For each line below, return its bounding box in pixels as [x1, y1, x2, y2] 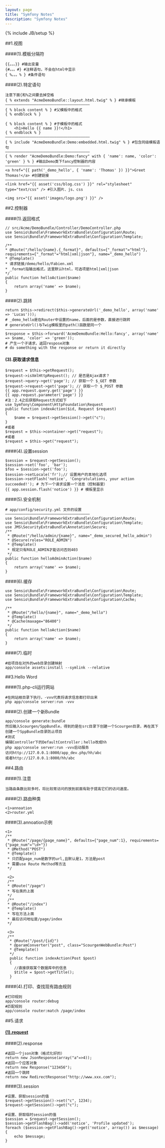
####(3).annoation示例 [5, 819, 53, 825]
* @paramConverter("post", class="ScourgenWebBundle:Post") [9, 943, 137, 948]
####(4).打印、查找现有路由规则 [5, 983, 72, 989]
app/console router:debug [5, 998, 59, 1004]
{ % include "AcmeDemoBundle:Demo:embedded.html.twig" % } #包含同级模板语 [5, 140, 161, 145]
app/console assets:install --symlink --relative [5, 665, 110, 670]
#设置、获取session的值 [5, 1094, 49, 1099]
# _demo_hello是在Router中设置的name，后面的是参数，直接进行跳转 [5, 317, 131, 322]
